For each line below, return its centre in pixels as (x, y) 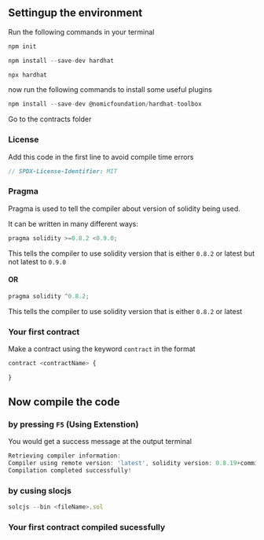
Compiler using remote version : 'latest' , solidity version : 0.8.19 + (125, 464)
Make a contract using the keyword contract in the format (102, 349)
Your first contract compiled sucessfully (87, 527)
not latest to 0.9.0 (37, 261)
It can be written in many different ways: (73, 224)
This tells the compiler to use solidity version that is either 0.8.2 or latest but (132, 253)
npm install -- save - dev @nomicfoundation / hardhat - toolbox (105, 104)
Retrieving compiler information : (65, 456)
